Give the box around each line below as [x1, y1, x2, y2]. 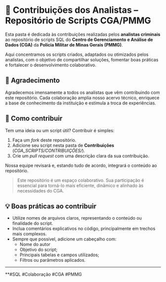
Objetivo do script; [19, 247, 58, 253]
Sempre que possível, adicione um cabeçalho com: [12, 236, 117, 242]
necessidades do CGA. [17, 188, 64, 193]
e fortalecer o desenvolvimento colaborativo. [5, 62, 96, 68]
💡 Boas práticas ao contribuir [5, 202, 97, 210]
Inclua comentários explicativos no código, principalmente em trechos [12, 226, 156, 232]
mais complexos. [12, 231, 47, 237]
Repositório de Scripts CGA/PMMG [5, 15, 152, 26]
